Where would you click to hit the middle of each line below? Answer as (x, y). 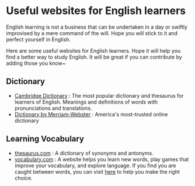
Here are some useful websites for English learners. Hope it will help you (93, 50)
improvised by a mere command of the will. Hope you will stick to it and (92, 33)
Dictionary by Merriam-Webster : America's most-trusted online (91, 114)
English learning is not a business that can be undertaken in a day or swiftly (97, 27)
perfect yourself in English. (39, 39)
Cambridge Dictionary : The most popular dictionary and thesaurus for (99, 95)
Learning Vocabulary (45, 139)
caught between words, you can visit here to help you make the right (97, 171)
